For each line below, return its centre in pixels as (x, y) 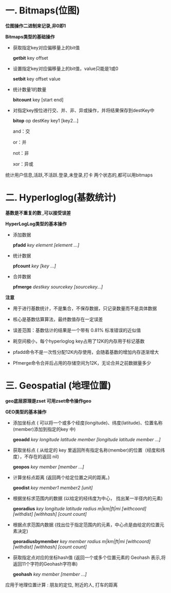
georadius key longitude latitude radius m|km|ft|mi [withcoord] (79, 508)
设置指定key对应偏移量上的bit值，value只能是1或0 (65, 68)
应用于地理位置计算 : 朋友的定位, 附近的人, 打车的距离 (62, 585)
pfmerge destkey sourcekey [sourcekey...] (58, 286)
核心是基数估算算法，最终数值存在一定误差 (58, 319)
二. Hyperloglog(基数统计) (61, 198)
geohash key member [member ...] (50, 574)
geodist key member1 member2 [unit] (53, 488)
